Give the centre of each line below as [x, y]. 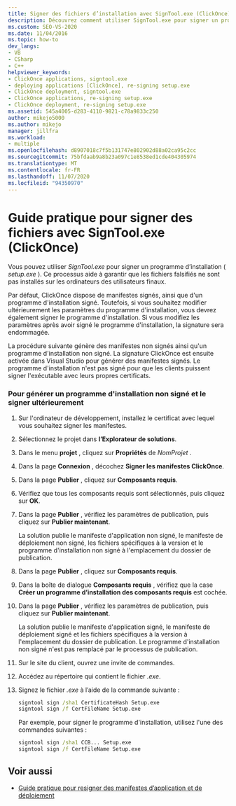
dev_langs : [24, 46]
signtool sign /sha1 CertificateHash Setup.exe [89, 702]
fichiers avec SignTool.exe [86, 232]
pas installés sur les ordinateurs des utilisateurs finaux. [87, 282]
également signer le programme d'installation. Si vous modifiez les [104, 318]
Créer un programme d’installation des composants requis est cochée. [123, 592]
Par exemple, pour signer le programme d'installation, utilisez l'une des [120, 723]
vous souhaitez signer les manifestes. [72, 425]
